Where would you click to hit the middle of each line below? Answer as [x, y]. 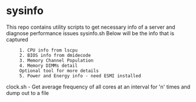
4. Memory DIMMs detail [48, 66]
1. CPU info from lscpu [48, 50]
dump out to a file [27, 93]
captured [17, 39]
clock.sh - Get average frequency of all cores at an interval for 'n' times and [98, 87]
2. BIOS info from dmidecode [55, 55]
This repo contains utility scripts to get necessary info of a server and [91, 27]
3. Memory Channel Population [56, 60]
